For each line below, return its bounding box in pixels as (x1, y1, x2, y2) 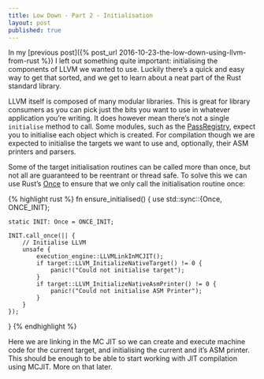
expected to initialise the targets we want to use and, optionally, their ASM (8, 139, 249, 148)
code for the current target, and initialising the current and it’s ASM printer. (8, 345, 251, 355)
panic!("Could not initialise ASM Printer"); (50, 287, 203, 295)
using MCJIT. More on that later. (8, 362, 113, 372)
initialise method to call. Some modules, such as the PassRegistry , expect (8, 122, 256, 131)
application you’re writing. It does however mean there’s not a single (8, 114, 230, 123)
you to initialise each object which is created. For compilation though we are (8, 130, 255, 140)
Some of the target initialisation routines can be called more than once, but (8, 163, 251, 172)
